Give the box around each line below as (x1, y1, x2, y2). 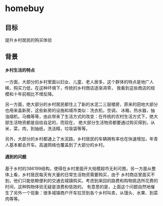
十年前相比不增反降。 (13, 91, 56, 97)
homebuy (5, 3, 45, 14)
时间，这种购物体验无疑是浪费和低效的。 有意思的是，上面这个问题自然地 (5, 184, 151, 190)
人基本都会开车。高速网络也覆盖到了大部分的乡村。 (5, 142, 107, 148)
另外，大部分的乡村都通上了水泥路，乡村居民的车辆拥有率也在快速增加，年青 (5, 136, 158, 142)
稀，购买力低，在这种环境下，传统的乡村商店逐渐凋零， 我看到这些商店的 (5, 85, 151, 91)
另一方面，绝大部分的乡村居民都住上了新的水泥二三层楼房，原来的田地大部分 (5, 101, 158, 107)
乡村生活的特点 (5, 67, 35, 73)
